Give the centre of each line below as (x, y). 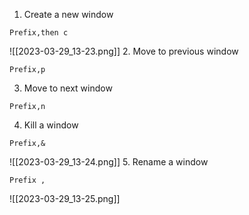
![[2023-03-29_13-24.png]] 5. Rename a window (109, 162)
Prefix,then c (39, 33)
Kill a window (51, 125)
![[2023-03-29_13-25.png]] (65, 198)
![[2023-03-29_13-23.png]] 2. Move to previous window (124, 51)
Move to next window (68, 88)
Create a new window (68, 14)
